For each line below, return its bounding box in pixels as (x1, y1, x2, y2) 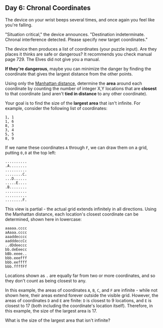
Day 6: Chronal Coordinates (5, 4, 91, 12)
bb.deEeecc (5, 247, 27, 252)
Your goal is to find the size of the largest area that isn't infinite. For (5, 100, 141, 106)
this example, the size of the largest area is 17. (5, 308, 97, 313)
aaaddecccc (5, 234, 27, 239)
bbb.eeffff (5, 260, 27, 265)
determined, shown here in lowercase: (5, 216, 82, 222)
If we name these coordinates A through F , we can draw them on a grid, (5, 145, 148, 150)
